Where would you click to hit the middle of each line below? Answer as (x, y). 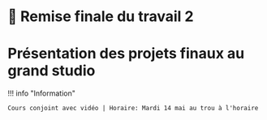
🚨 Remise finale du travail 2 (101, 17)
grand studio (52, 71)
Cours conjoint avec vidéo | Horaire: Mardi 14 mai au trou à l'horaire (133, 109)
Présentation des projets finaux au (126, 54)
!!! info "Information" (42, 93)
